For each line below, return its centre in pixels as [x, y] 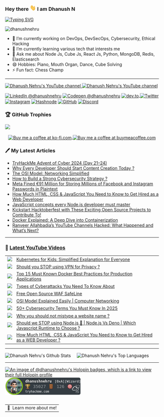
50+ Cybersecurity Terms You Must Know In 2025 [67, 308]
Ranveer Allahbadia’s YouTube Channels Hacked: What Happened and [83, 225]
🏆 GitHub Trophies [28, 114]
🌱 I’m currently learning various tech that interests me [66, 49]
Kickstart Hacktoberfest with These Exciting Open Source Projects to [82, 209]
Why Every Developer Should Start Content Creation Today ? [73, 168]
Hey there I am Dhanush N [40, 9]
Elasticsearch [26, 59]
